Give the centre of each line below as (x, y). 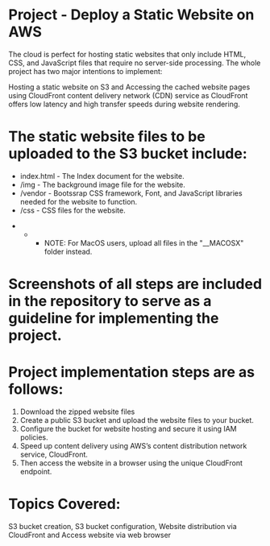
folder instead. (68, 251)
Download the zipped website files (77, 412)
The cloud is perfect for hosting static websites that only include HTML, (127, 54)
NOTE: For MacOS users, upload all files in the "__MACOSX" (144, 242)
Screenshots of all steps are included (135, 284)
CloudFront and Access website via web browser (90, 535)
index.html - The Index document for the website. (102, 176)
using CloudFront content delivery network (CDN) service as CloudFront (128, 95)
